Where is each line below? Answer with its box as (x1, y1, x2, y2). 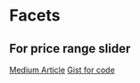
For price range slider (9, 41, 131, 56)
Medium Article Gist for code (9, 64, 116, 75)
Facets (9, 5, 61, 26)
